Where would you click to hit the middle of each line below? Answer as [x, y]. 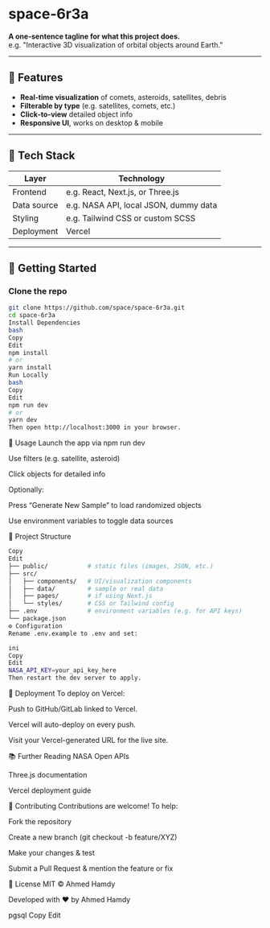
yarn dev [23, 420]
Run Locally [28, 375]
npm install [28, 353]
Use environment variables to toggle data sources [91, 521]
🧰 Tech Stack [42, 156]
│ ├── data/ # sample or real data [86, 588]
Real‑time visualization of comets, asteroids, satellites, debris [123, 97]
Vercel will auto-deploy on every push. [72, 724]
